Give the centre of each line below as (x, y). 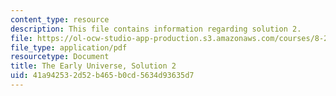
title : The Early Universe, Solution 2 (93, 66)
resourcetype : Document (60, 57)
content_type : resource (60, 19)
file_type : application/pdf (69, 47)
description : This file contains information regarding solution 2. (156, 29)
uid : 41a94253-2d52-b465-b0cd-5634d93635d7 (102, 76)
